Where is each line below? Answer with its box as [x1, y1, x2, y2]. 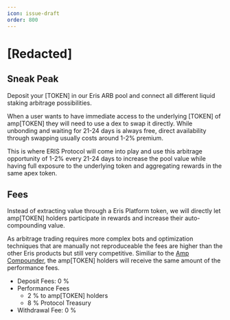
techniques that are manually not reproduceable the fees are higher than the [7, 242, 223, 250]
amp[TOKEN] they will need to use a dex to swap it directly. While [7, 119, 193, 127]
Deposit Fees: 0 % [16, 277, 70, 285]
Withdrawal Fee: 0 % [16, 306, 77, 315]
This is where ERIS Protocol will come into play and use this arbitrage [7, 147, 203, 155]
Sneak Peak [7, 73, 59, 85]
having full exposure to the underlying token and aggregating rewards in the [7, 162, 222, 170]
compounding [7, 221, 47, 230]
